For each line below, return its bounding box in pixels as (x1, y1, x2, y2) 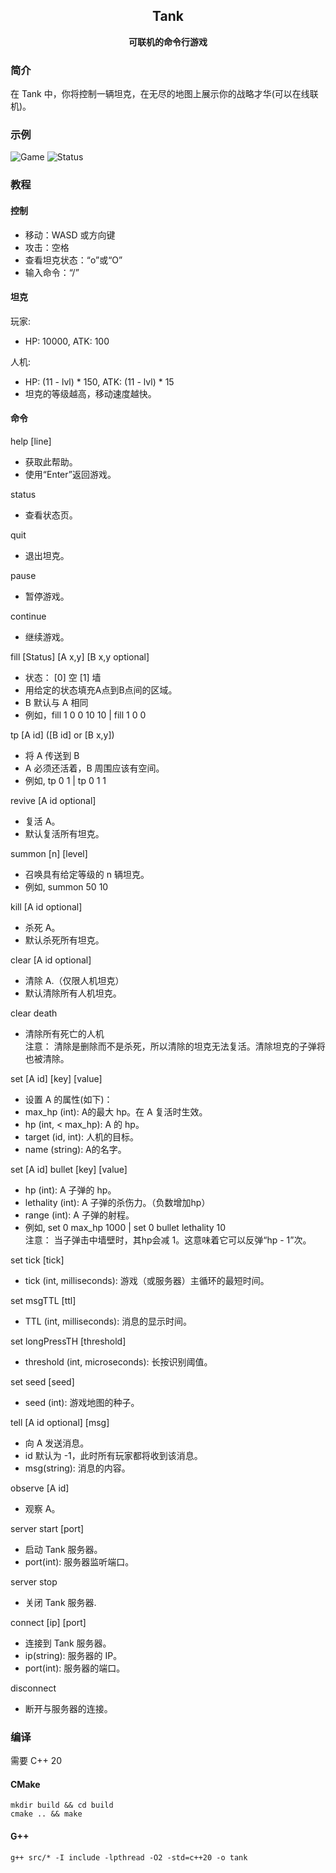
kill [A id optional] (10, 900, 83, 913)
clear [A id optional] (10, 954, 92, 966)
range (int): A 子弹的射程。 (24, 1209, 135, 1221)
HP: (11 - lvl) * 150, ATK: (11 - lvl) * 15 (24, 375, 175, 388)
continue (10, 610, 47, 622)
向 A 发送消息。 (24, 1437, 90, 1449)
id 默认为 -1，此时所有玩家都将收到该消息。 (24, 1449, 203, 1461)
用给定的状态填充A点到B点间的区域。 (24, 684, 178, 696)
